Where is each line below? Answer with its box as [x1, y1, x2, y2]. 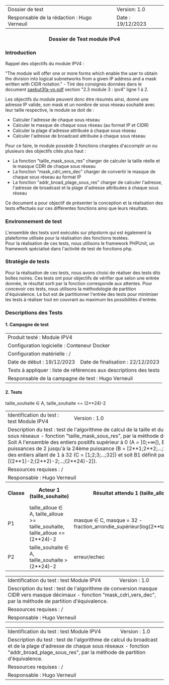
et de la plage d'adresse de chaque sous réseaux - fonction [8, 643, 149, 650]
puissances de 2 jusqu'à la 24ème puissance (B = [8, 445, 126, 452]
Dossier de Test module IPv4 [48, 35, 121, 42]
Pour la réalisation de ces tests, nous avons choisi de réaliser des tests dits [5, 269, 161, 276]
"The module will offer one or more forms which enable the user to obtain [5, 70, 157, 76]
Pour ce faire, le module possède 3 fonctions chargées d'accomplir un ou [5, 143, 157, 149]
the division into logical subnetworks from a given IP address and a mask [5, 76, 157, 82]
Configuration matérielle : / [8, 350, 71, 357]
